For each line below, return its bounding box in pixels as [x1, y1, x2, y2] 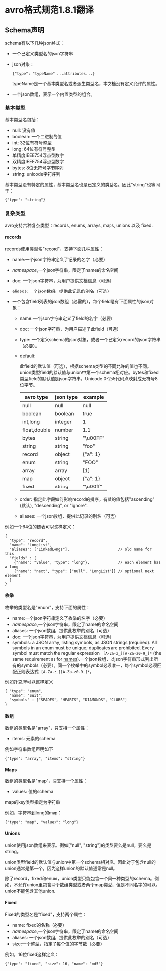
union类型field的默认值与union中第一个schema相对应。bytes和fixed [19, 369, 159, 375]
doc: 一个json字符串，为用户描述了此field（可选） [19, 326, 121, 332]
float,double [22, 426, 51, 433]
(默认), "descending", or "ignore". [19, 502, 88, 508]
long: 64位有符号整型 [12, 146, 56, 152]
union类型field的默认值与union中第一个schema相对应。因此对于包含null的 [5, 859, 156, 865]
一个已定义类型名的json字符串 [12, 51, 73, 56]
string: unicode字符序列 [12, 171, 61, 177]
